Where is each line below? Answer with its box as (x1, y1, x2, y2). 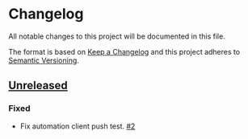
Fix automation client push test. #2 (19, 121, 136, 131)
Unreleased (8, 79, 69, 92)
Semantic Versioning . (8, 55, 79, 65)
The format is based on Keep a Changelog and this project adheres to (8, 47, 241, 56)
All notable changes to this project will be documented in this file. (8, 31, 226, 41)
